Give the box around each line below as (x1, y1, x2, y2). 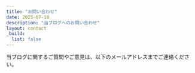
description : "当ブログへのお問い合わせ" (6, 20, 100, 26)
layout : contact (6, 25, 47, 31)
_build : (6, 31, 26, 37)
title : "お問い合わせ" (6, 8, 57, 15)
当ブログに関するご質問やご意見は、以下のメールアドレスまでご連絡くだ (6, 53, 184, 60)
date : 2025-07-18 (6, 14, 50, 20)
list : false (11, 36, 42, 42)
